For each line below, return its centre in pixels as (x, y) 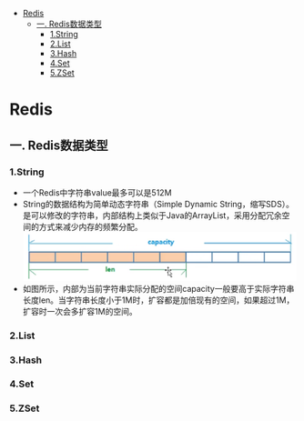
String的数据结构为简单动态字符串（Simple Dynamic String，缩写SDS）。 (158, 204)
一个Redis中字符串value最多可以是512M (97, 192)
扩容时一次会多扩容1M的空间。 (80, 311)
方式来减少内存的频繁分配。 (91, 226)
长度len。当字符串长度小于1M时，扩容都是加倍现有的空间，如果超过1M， (158, 300)
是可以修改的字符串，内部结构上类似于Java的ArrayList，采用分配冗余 (152, 215)
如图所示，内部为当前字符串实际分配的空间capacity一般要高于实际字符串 (158, 288)
